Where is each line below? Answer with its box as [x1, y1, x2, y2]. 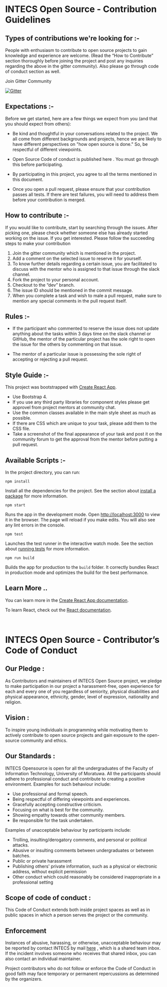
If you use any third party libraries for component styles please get [12, 399, 150, 405]
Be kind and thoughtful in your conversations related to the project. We [12, 130, 158, 136]
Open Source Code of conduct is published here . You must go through [12, 156, 159, 162]
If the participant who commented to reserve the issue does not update [12, 326, 159, 332]
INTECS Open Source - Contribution [5, 3, 157, 15]
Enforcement [5, 927, 46, 935]
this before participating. [12, 161, 63, 167]
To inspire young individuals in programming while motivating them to [5, 727, 148, 733]
